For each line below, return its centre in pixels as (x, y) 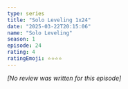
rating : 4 (21, 52)
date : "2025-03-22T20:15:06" (49, 26)
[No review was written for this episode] (64, 78)
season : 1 (21, 39)
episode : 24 (24, 46)
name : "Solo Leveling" (40, 33)
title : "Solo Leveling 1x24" (49, 20)
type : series (26, 13)
